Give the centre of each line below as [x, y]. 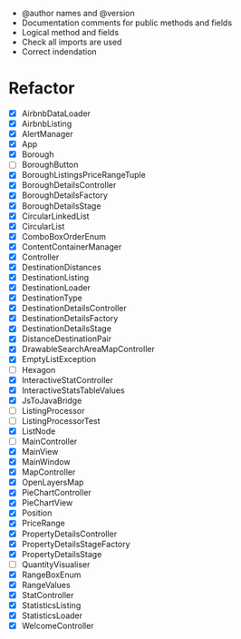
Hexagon [39, 369]
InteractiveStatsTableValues [73, 390]
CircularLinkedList [55, 216]
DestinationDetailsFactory [70, 319]
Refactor [42, 88]
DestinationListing [55, 277]
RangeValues [46, 585]
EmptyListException [59, 359]
